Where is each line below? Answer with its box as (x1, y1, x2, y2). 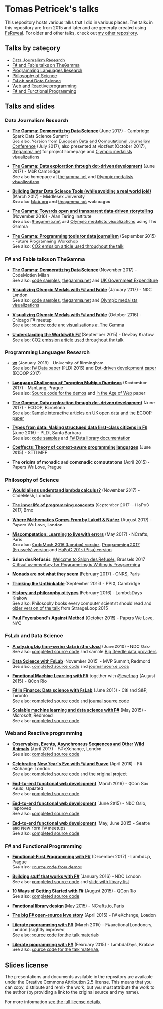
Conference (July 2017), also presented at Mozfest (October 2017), (12, 143, 147, 149)
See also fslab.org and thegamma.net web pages (12, 199, 111, 204)
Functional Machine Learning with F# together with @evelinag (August (12, 672, 155, 679)
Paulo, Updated (12, 786, 44, 791)
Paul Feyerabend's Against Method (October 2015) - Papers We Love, (12, 615, 154, 621)
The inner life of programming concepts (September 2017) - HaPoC (12, 502, 149, 508)
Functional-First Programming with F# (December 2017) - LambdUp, (12, 854, 152, 860)
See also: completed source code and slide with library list (12, 879, 129, 885)
